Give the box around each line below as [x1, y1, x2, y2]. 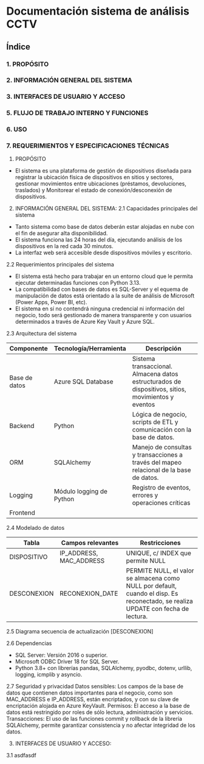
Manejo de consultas [132, 443, 192, 452]
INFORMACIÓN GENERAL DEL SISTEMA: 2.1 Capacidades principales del [15, 205, 198, 212]
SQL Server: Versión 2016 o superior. [15, 651, 108, 659]
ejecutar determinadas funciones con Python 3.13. [15, 279, 141, 287]
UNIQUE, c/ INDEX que [126, 549, 191, 557]
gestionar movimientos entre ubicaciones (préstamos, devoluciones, [15, 180, 187, 187]
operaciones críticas [132, 499, 191, 507]
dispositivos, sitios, [132, 385, 186, 394]
